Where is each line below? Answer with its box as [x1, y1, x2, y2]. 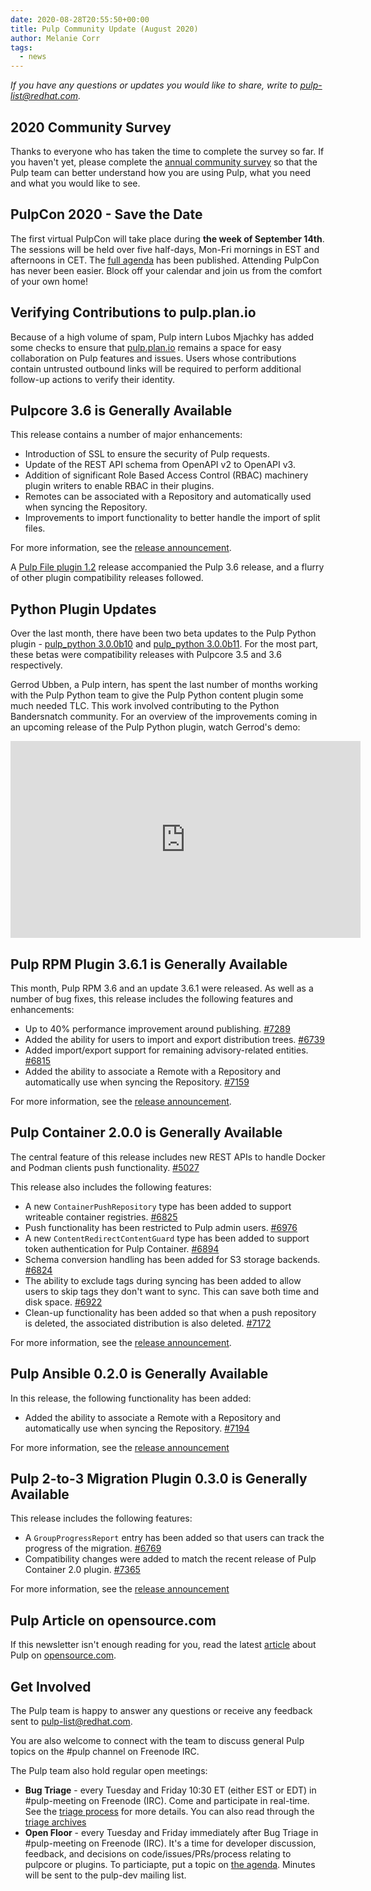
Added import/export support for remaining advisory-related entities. [24, 1044, 309, 1056]
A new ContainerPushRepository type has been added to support [24, 1200, 292, 1212]
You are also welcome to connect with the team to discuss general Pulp [10, 1735, 305, 1747]
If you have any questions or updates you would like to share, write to [10, 79, 298, 91]
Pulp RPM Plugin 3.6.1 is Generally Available [10, 956, 288, 973]
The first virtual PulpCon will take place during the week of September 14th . [10, 232, 325, 245]
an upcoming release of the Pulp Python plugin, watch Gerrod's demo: [10, 721, 301, 733]
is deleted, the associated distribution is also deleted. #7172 [24, 1317, 272, 1329]
